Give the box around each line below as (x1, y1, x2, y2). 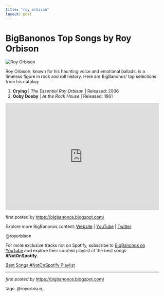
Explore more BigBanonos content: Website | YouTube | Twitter (5, 223, 132, 229)
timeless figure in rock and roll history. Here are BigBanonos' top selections (5, 74, 157, 79)
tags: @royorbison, (5, 286, 44, 292)
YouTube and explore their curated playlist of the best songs (5, 248, 127, 254)
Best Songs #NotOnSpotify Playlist (5, 262, 75, 268)
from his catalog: (5, 79, 39, 85)
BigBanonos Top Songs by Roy (5, 33, 132, 44)
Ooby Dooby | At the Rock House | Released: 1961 (12, 93, 113, 99)
